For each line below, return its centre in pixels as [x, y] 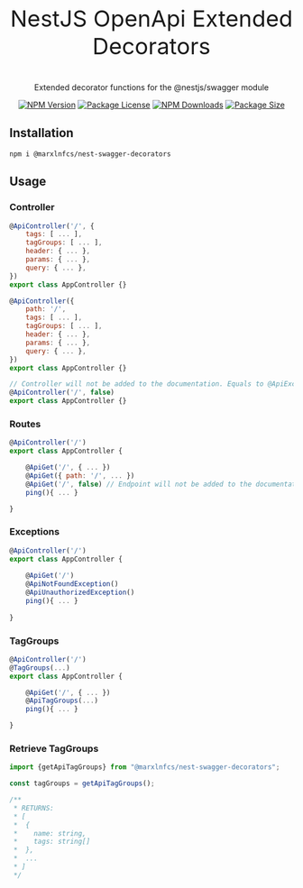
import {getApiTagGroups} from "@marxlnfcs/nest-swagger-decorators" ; [145, 767]
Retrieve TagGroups [54, 748]
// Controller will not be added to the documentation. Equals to [137, 384]
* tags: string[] [52, 842]
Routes [25, 424]
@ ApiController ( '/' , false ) [62, 393]
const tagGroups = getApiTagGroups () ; [82, 783]
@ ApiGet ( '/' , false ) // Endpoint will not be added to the [139, 484]
